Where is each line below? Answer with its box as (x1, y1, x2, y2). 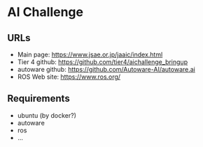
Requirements (7, 93, 70, 105)
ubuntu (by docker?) (17, 111, 77, 119)
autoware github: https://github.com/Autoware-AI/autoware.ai (17, 65, 196, 73)
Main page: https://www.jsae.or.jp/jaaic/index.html (17, 50, 163, 59)
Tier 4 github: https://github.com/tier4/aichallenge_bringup (17, 58, 188, 66)
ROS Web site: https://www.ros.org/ (17, 72, 121, 81)
